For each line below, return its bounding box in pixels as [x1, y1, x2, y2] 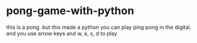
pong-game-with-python [6, 4, 135, 18]
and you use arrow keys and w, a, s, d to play [6, 29, 117, 37]
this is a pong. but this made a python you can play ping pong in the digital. [6, 24, 192, 31]
